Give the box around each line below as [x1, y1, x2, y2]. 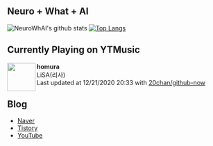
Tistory [17, 124, 38, 132]
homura [37, 62, 60, 71]
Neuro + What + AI [7, 6, 89, 17]
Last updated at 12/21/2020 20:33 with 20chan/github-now [37, 78, 206, 86]
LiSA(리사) [37, 71, 66, 79]
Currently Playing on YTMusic [7, 44, 140, 56]
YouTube [17, 131, 43, 140]
